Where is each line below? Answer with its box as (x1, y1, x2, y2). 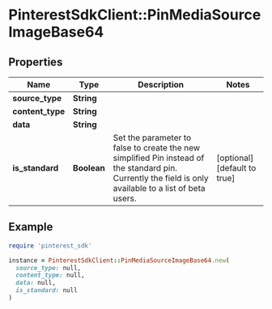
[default (216, 163, 247, 173)
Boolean (72, 163, 105, 173)
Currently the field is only (113, 172, 209, 184)
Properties (8, 55, 63, 69)
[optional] (216, 152, 254, 163)
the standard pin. (113, 163, 178, 173)
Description (137, 79, 185, 90)
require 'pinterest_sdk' (8, 241, 92, 250)
